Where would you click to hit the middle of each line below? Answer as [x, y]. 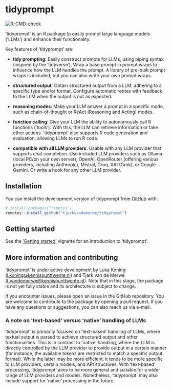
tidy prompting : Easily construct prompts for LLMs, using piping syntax [88, 59]
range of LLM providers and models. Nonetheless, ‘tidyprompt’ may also [81, 375]
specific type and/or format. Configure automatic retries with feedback [88, 91]
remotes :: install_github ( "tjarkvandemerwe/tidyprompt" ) [66, 213]
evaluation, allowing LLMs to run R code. [56, 138]
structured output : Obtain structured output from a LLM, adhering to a [87, 85]
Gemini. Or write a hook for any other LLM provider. [67, 170]
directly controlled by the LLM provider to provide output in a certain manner [86, 348]
